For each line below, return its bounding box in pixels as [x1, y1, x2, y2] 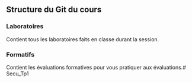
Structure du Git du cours [6, 5, 102, 15]
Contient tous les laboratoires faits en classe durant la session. [6, 35, 159, 43]
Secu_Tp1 [6, 70, 29, 77]
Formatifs [6, 50, 35, 58]
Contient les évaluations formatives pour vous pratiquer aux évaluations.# [6, 64, 187, 71]
